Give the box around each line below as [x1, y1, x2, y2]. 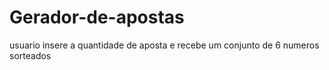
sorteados [9, 49, 52, 61]
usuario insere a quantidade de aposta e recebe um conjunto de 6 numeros [9, 39, 320, 51]
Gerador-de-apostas [9, 6, 185, 29]
